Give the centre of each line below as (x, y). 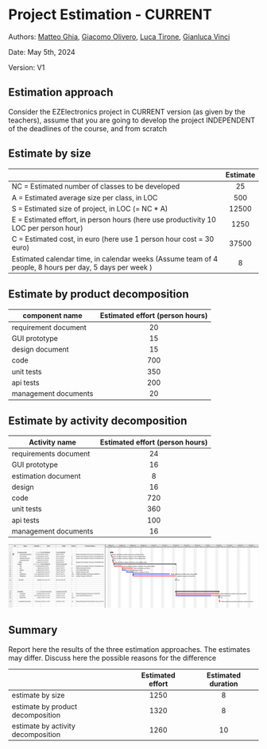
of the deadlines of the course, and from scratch (87, 128)
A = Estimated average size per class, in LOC (85, 197)
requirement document (49, 327)
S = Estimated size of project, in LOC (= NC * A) (90, 208)
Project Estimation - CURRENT (110, 15)
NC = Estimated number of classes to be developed (96, 186)
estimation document (46, 475)
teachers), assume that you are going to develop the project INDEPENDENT (132, 120)
